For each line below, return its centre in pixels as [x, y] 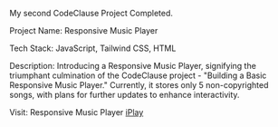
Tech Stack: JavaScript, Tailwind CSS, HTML [93, 48]
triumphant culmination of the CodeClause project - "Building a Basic [138, 75]
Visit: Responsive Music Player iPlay [77, 112]
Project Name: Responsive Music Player [84, 30]
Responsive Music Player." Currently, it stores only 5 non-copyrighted [139, 85]
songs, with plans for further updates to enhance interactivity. [125, 95]
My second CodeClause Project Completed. [91, 13]
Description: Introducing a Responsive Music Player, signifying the [133, 66]
